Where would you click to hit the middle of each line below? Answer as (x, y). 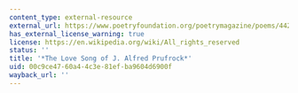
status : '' (29, 50)
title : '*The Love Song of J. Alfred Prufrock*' (101, 58)
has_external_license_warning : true (77, 34)
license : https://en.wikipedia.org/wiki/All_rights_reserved (125, 42)
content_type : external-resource (71, 17)
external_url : (35, 26)
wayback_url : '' (39, 75)
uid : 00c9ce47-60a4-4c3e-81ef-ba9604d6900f (91, 67)
